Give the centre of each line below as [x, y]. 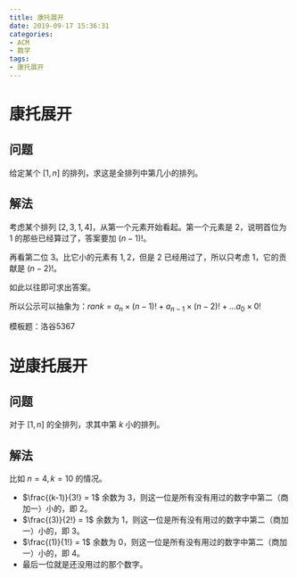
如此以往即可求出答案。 [52, 287]
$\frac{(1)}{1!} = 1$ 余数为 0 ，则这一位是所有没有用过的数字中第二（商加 [155, 542]
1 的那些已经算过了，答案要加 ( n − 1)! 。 [80, 238]
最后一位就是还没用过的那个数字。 [85, 565]
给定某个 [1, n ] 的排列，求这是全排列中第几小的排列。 [106, 173]
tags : [19, 59]
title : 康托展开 [37, 17]
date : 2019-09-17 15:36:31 [59, 26]
